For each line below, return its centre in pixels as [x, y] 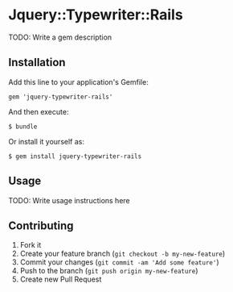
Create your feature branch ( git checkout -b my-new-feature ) [123, 254]
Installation [37, 63]
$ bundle [23, 127]
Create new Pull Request [61, 279]
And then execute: [39, 111]
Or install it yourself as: [46, 141]
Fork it [31, 245]
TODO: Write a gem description [60, 37]
